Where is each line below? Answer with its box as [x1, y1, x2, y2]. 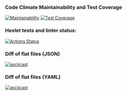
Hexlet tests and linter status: [5, 27, 77, 34]
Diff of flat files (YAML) [5, 74, 61, 80]
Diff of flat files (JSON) [5, 50, 60, 57]
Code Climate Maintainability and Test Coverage [5, 4, 123, 11]
